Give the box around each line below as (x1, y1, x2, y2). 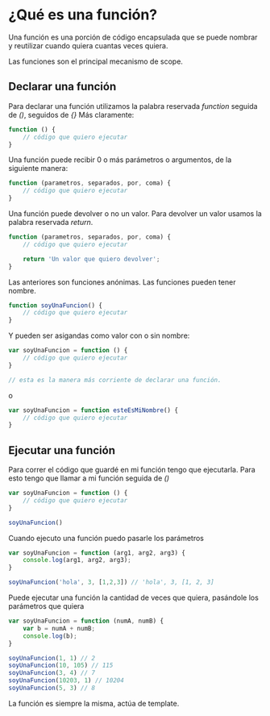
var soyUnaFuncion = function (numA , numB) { (8, 617, 164, 626)
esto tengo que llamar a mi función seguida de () (8, 473, 170, 483)
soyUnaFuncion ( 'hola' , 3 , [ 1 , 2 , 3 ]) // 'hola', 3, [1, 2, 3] (8, 578, 215, 586)
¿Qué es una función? (8, 6, 158, 24)
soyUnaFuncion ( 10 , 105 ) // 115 (8, 661, 114, 670)
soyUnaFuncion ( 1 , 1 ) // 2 (8, 654, 95, 662)
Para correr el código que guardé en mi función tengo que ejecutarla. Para (8, 465, 255, 475)
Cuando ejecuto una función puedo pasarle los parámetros (8, 533, 204, 543)
